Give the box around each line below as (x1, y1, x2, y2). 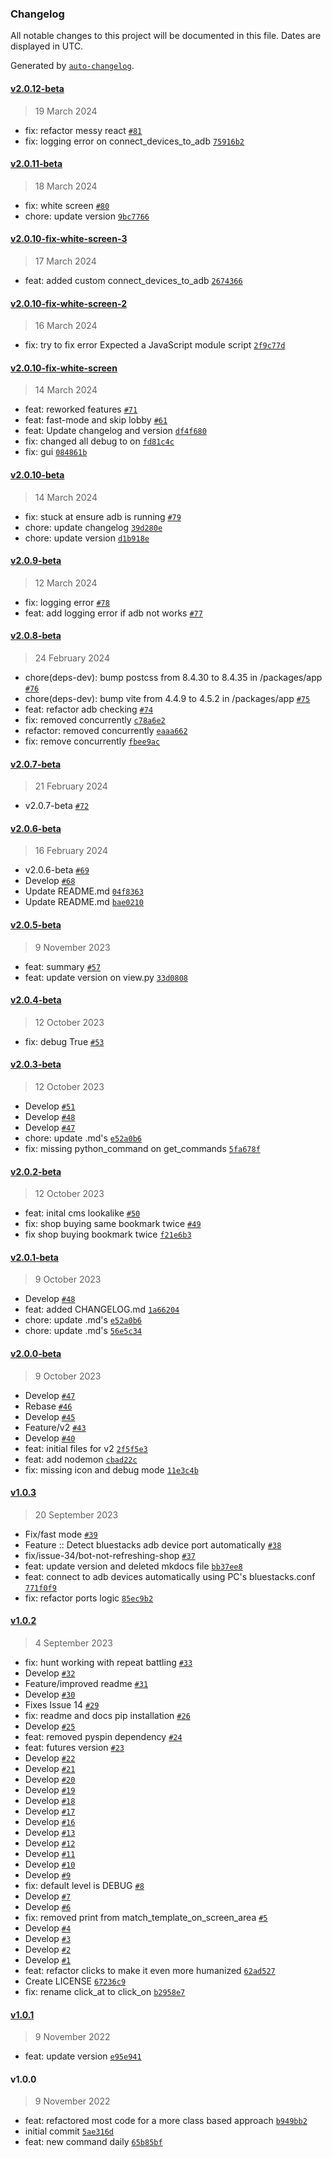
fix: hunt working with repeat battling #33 (24, 1656, 193, 1668)
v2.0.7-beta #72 (24, 800, 90, 812)
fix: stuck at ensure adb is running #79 (24, 510, 182, 522)
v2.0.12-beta (10, 82, 65, 94)
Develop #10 (24, 1858, 76, 1870)
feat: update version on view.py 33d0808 (24, 971, 188, 983)
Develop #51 (24, 1100, 76, 1112)
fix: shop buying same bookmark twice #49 (24, 1218, 202, 1230)
